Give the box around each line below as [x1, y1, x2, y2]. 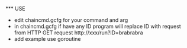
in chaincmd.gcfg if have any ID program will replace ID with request [14, 23, 181, 30]
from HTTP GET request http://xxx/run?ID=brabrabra [14, 29, 143, 36]
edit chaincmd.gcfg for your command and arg [14, 17, 128, 23]
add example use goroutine [14, 36, 81, 42]
